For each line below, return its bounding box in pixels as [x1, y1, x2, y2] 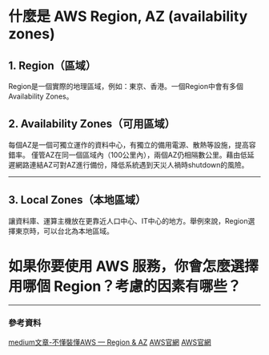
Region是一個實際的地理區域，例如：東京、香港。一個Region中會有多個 [8, 82, 244, 91]
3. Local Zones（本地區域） [8, 193, 147, 207]
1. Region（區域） [8, 58, 97, 72]
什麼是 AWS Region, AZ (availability [8, 7, 248, 26]
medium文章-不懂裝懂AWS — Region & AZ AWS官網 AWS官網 [8, 337, 212, 347]
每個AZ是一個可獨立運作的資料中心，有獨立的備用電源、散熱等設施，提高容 [8, 139, 256, 149]
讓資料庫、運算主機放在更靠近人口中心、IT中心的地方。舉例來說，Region [8, 216, 248, 225]
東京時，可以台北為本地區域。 [14, 226, 114, 236]
